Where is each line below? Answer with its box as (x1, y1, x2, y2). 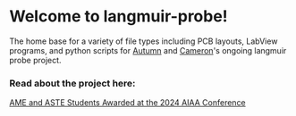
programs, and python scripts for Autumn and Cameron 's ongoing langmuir (9, 45, 287, 55)
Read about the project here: (9, 77, 136, 89)
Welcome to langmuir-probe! (9, 6, 228, 27)
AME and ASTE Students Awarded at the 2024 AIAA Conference (9, 97, 246, 108)
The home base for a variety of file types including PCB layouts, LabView (9, 36, 278, 46)
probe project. (9, 54, 62, 65)
